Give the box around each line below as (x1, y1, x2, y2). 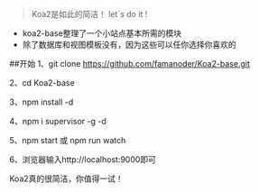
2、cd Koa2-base (9, 78, 75, 88)
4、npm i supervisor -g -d (9, 116, 106, 126)
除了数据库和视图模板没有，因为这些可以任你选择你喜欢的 (22, 40, 236, 50)
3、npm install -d (9, 96, 74, 107)
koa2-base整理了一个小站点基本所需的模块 (22, 28, 182, 39)
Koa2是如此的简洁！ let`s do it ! (31, 9, 148, 19)
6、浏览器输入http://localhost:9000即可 (9, 154, 156, 165)
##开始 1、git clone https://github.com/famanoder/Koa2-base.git (9, 59, 251, 69)
